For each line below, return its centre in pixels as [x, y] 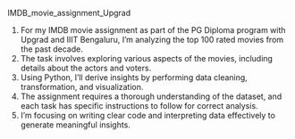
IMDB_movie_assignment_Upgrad [69, 13]
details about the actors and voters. [86, 68]
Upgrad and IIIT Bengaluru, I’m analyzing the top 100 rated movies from [152, 40]
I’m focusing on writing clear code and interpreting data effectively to [147, 115]
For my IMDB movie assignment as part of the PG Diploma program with [153, 30]
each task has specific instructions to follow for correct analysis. [139, 106]
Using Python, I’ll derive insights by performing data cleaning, [134, 78]
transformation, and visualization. [82, 87]
